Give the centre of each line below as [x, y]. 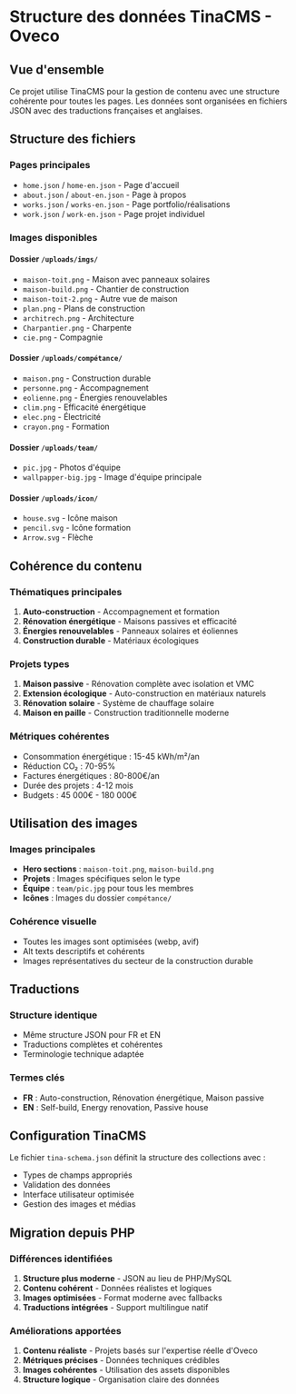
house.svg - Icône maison [70, 518]
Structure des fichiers [73, 139]
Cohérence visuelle [53, 921]
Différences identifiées [61, 1259]
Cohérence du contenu [76, 566]
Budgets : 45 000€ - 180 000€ [80, 795]
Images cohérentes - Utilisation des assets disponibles [126, 1370]
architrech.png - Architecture [78, 318]
